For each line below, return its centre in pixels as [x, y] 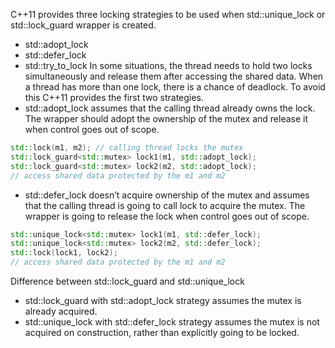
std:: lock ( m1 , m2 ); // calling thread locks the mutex [127, 148]
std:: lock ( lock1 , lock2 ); [64, 253]
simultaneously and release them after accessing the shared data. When [174, 76]
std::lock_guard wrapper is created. [83, 25]
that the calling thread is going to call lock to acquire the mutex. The [165, 205]
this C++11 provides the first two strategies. [114, 97]
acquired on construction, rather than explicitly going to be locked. [162, 332]
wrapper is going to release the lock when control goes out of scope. [167, 216]
